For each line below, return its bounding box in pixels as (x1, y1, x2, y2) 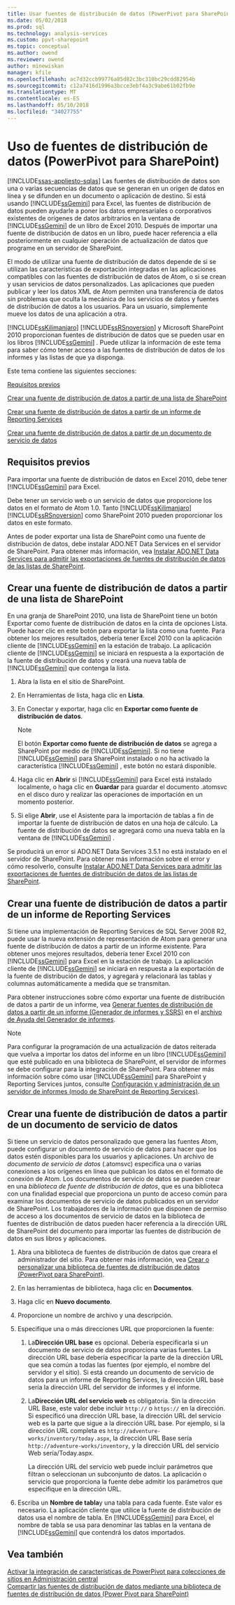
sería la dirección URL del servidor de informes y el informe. (27, 1382, 201, 1391)
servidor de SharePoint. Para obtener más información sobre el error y (7, 854, 211, 864)
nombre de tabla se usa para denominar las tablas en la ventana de (17, 1521, 211, 1529)
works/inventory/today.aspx (27, 1435, 110, 1442)
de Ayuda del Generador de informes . (7, 1015, 116, 1024)
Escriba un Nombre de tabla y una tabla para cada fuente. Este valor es (17, 1498, 222, 1507)
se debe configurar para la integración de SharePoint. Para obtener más (7, 1065, 215, 1074)
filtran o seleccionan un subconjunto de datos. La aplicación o (27, 1469, 207, 1478)
